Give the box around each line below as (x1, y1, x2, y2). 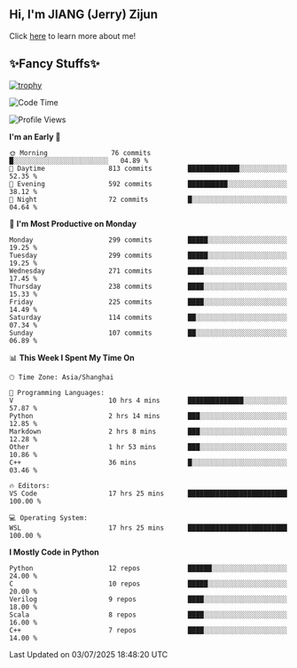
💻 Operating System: (9, 513, 89, 522)
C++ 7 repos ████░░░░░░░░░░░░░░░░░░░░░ (9, 625, 288, 634)
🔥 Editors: (9, 481, 51, 490)
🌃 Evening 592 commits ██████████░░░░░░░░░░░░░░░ (9, 179, 288, 189)
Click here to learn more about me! (9, 30, 137, 41)
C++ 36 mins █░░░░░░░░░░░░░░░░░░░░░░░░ (9, 458, 288, 467)
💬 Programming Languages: (9, 388, 105, 397)
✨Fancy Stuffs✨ (9, 57, 100, 72)
